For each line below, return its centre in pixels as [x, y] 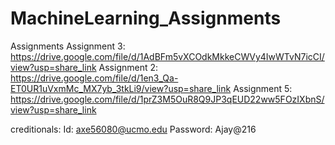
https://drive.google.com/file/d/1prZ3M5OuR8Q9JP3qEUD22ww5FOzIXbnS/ [167, 99]
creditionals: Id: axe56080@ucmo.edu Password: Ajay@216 [133, 129]
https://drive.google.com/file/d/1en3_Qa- [94, 78]
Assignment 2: [128, 67]
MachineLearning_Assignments [146, 18]
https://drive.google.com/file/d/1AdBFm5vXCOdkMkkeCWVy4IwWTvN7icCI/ [167, 56]
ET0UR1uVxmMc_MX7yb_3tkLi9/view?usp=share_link [121, 88]
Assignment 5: [263, 88]
